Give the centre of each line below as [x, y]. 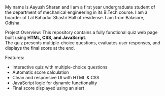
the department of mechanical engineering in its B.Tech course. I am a [76, 12]
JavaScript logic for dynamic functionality [55, 83]
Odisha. [13, 23]
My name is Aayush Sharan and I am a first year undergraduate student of [80, 7]
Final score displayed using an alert [48, 88]
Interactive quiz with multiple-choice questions [60, 67]
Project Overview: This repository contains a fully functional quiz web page [81, 32]
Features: [15, 58]
